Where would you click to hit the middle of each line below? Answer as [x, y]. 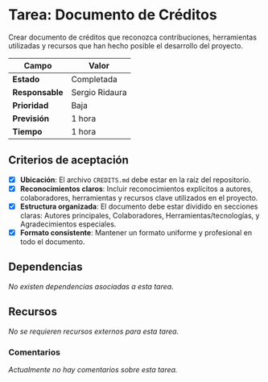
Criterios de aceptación [68, 160]
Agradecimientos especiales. [68, 224]
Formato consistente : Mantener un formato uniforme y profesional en [136, 232]
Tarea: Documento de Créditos [113, 15]
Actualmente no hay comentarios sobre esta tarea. [93, 369]
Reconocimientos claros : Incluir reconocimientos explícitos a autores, [136, 189]
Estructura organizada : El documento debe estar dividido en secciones [139, 206]
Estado [26, 79]
